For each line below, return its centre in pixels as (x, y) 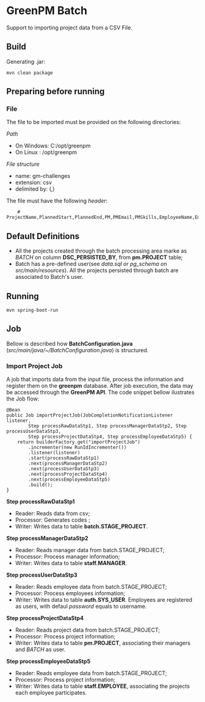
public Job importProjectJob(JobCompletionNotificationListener (90, 416)
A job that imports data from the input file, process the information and (95, 379)
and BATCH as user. (40, 649)
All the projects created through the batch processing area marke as (101, 251)
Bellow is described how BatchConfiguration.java (70, 344)
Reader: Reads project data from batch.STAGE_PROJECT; (88, 630)
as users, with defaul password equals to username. (81, 607)
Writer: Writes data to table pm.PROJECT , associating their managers (103, 643)
